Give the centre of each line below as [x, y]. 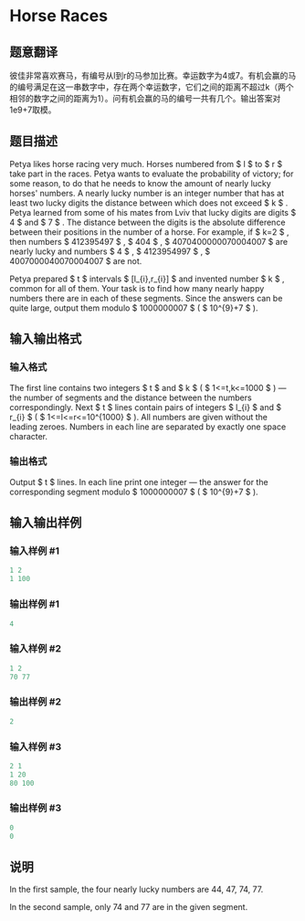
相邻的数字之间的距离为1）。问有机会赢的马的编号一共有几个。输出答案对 [145, 98]
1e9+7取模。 [33, 110]
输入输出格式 [46, 339]
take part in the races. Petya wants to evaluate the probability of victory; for [152, 174]
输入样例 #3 [36, 746]
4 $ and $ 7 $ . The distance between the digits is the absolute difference [147, 222]
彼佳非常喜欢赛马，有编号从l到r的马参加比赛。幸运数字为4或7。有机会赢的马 [153, 75]
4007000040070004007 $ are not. [76, 260]
